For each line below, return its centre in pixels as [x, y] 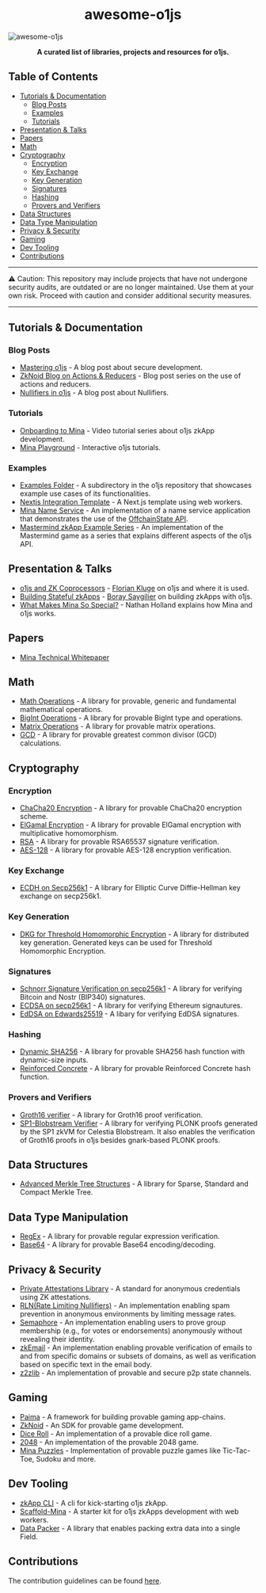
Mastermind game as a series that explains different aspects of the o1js [135, 535]
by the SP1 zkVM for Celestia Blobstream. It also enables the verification [137, 1131]
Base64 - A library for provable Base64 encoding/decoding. [118, 1244]
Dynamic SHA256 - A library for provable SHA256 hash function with [132, 1052]
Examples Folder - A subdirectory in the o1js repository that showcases [135, 486]
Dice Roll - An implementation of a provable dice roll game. [116, 1433]
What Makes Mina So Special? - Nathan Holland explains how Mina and [136, 604]
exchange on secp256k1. [60, 896]
